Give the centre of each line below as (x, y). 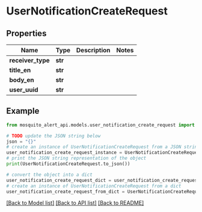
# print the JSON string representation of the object (76, 158)
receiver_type (29, 60)
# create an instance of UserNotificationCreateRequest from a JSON (94, 147)
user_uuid (24, 90)
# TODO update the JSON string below (54, 136)
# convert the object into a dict (50, 175)
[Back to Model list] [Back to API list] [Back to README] (75, 203)
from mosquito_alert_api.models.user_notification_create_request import (101, 125)
